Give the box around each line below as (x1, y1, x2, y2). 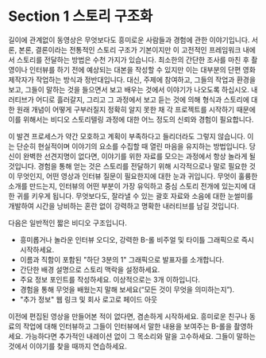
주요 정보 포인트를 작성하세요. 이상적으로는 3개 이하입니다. (19, 274, 201, 284)
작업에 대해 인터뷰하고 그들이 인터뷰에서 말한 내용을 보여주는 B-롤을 (22, 321, 233, 331)
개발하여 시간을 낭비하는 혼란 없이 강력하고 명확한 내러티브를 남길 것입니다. (8, 200, 240, 211)
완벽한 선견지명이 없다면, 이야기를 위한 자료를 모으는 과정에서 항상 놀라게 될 (22, 151, 256, 161)
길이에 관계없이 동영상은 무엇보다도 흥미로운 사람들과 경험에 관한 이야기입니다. (8, 35, 250, 45)
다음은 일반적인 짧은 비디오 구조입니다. (8, 218, 127, 228)
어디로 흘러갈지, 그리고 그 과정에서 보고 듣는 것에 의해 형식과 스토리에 (35, 95, 250, 104)
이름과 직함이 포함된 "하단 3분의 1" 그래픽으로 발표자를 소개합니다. (19, 255, 225, 264)
